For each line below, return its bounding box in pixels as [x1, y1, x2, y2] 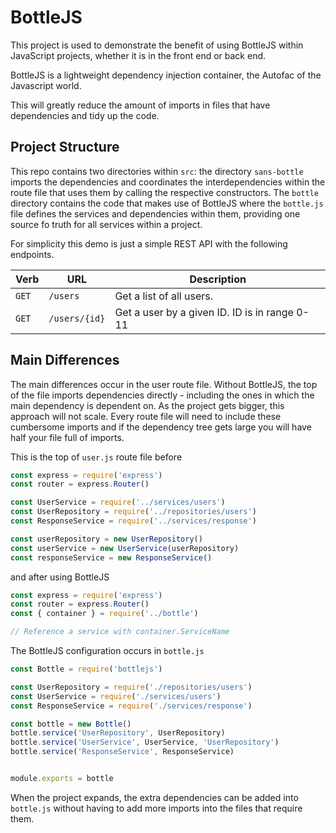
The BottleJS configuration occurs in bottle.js [10, 645, 205, 657]
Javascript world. [10, 79, 82, 91]
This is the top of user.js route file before [10, 451, 183, 463]
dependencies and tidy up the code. [10, 109, 160, 121]
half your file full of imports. [10, 431, 125, 443]
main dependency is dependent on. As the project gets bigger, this [10, 399, 285, 411]
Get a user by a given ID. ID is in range [114, 305, 294, 319]
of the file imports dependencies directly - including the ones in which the [10, 389, 315, 401]
